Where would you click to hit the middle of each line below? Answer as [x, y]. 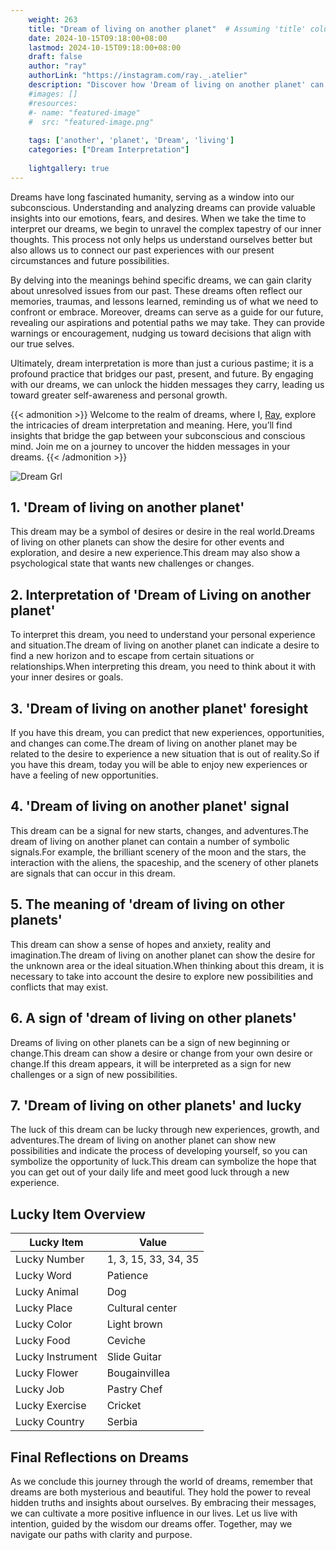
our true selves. [42, 343]
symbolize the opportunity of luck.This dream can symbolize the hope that [163, 1162]
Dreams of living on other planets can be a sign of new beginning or [150, 1042]
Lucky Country [50, 1422]
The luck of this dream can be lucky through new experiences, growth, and [165, 1130]
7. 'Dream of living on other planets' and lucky [156, 1105]
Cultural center [142, 1308]
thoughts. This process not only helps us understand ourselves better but [161, 239]
